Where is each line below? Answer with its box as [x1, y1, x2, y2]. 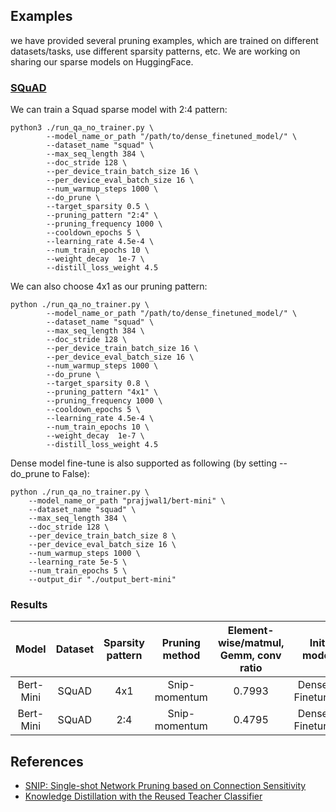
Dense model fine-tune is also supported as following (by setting [10, 457, 278, 469]
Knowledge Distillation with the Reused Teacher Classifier [24, 790, 263, 803]
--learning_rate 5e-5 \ [28, 557, 128, 568]
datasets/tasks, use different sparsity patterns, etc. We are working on [10, 45, 301, 57]
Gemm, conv [219, 649, 282, 663]
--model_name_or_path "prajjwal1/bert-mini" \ [28, 496, 226, 506]
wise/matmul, [217, 636, 285, 650]
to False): [51, 468, 90, 480]
